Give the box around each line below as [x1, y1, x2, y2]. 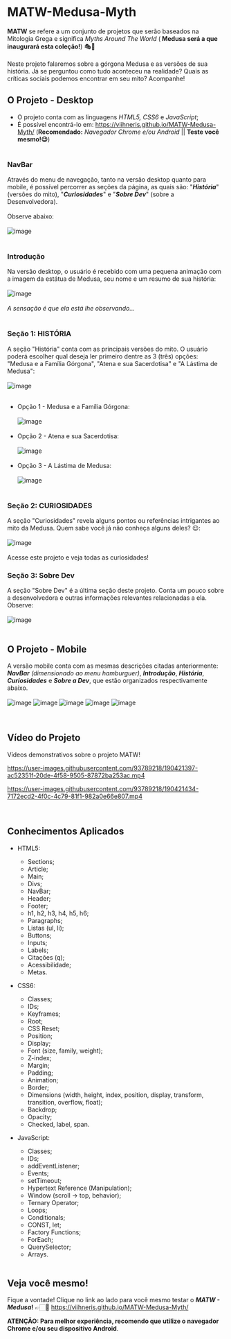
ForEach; [27, 1235, 53, 1243]
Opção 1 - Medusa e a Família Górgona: [17, 402, 130, 411]
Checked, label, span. [27, 1120, 90, 1128]
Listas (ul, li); [27, 924, 64, 932]
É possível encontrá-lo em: [17, 120, 94, 128]
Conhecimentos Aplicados [7, 826, 124, 838]
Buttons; [27, 931, 52, 940]
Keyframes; [27, 1010, 61, 1018]
